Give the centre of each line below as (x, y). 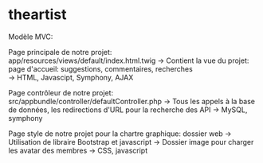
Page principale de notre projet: (60, 52)
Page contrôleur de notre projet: (61, 92)
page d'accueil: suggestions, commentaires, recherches (100, 68)
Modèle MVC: (31, 37)
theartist (37, 15)
